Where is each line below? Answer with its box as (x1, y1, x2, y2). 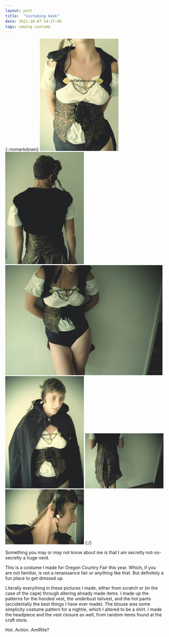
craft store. (5, 617, 28, 623)
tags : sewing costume (5, 24, 51, 29)
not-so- (145, 549, 162, 555)
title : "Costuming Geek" (5, 13, 59, 19)
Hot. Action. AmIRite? (5, 627, 49, 633)
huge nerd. (27, 555, 49, 561)
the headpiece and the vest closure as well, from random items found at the (5, 612, 162, 618)
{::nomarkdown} (5, 146, 39, 152)
